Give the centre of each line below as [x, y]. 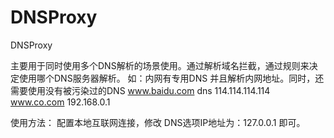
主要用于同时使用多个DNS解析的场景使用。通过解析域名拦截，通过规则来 [160, 65]
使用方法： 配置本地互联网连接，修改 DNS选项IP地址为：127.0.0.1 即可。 [158, 122]
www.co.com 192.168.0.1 [60, 102]
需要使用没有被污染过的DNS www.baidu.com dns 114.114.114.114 [140, 90]
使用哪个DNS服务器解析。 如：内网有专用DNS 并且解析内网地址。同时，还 [171, 78]
